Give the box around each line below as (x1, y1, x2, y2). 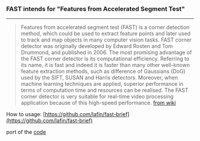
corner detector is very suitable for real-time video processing (20, 93, 174, 100)
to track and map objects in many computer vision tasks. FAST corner (20, 36, 192, 43)
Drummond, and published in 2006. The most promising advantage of (20, 49, 192, 56)
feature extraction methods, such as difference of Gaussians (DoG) (20, 68, 186, 75)
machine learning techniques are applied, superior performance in (20, 81, 183, 88)
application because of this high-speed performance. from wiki (20, 100, 176, 107)
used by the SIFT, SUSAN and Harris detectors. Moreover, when (20, 74, 179, 81)
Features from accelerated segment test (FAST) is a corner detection (20, 24, 190, 31)
